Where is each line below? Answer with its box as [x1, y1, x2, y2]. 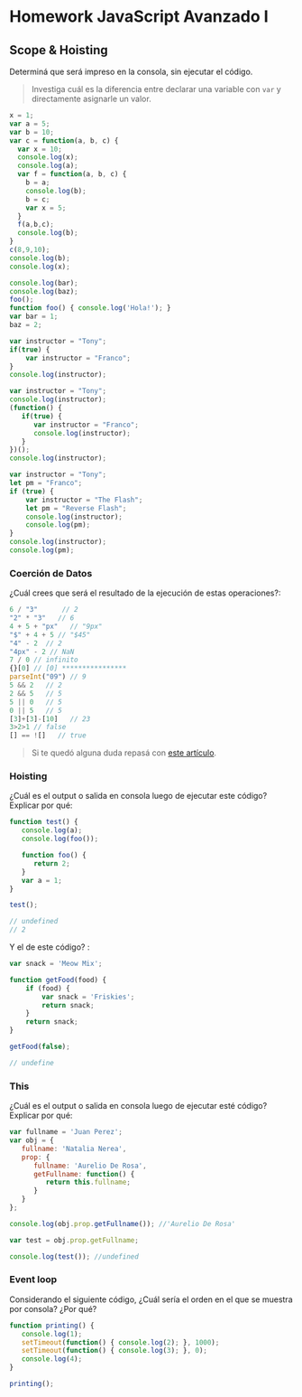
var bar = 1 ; [9, 312, 59, 322]
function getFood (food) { [9, 975, 106, 984]
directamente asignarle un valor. [31, 93, 151, 104]
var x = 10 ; [17, 145, 63, 154]
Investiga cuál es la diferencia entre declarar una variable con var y [31, 84, 281, 94]
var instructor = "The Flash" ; [25, 495, 143, 504]
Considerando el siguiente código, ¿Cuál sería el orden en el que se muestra [9, 1294, 293, 1305]
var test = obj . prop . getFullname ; [9, 1235, 140, 1244]
